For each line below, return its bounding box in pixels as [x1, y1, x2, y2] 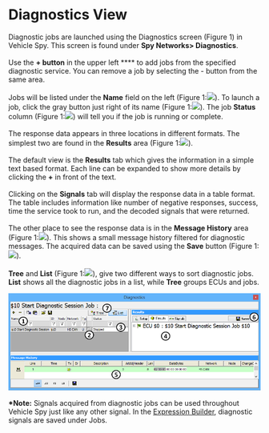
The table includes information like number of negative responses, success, [8, 198, 259, 207]
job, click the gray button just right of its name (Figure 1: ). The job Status [8, 102, 256, 111]
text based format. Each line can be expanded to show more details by [8, 163, 242, 173]
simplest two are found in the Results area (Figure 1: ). [8, 138, 194, 147]
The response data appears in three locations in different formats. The [8, 128, 240, 138]
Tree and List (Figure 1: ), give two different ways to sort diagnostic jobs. [8, 268, 254, 278]
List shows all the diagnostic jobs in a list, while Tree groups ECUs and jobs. [8, 277, 260, 287]
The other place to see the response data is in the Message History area [8, 223, 249, 233]
